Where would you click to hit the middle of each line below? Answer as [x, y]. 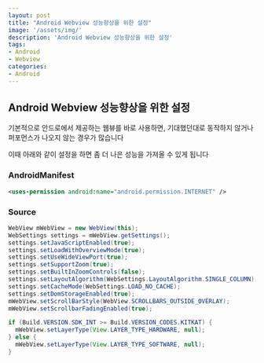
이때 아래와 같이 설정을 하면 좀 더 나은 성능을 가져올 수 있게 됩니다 [108, 155]
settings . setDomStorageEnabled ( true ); [71, 294]
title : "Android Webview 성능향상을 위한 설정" [80, 23]
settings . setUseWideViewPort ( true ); [68, 257]
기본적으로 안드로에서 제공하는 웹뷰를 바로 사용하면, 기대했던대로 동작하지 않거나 [131, 128]
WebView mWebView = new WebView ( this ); [73, 228]
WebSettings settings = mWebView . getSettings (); [89, 235]
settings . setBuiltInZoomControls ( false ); [77, 272]
